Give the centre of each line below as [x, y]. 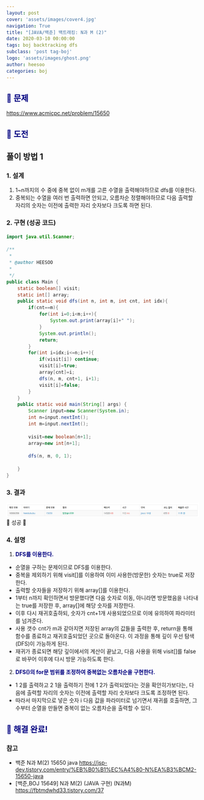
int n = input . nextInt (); [58, 417]
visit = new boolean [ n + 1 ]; [60, 437]
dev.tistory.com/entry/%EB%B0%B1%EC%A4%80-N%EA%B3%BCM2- [106, 770]
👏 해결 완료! [27, 729]
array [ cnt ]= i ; [57, 372]
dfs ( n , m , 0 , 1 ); [50, 456]
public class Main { [33, 282]
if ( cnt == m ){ [44, 308]
